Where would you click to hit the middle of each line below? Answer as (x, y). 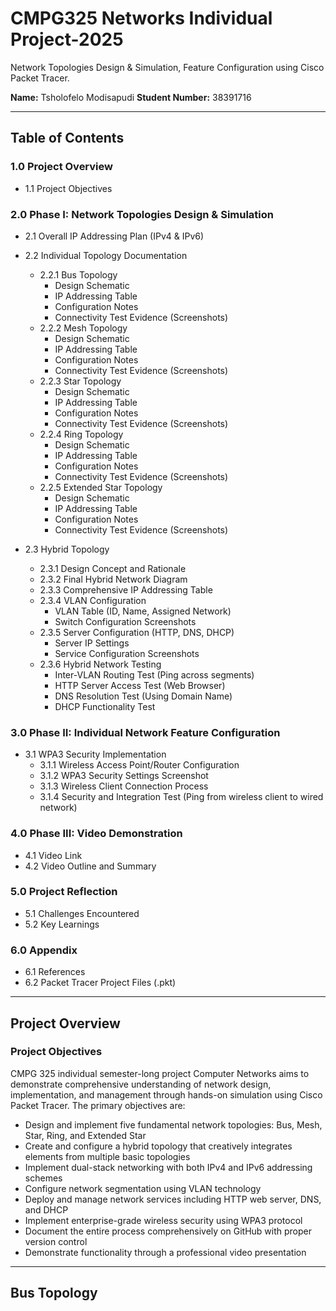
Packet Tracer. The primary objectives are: (98, 1105)
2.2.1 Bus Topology (78, 274)
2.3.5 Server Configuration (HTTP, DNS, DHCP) (137, 632)
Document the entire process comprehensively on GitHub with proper (168, 1231)
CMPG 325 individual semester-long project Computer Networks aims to (160, 1073)
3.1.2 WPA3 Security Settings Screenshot (124, 776)
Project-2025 (67, 39)
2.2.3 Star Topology (80, 381)
